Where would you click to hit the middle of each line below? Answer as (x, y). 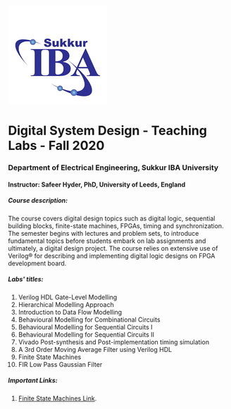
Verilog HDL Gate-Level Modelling (68, 297)
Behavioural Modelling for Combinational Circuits (89, 320)
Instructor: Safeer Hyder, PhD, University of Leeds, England (97, 184)
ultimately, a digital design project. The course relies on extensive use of (113, 248)
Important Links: (33, 380)
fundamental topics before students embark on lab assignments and (107, 241)
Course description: (38, 201)
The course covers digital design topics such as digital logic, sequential (112, 218)
